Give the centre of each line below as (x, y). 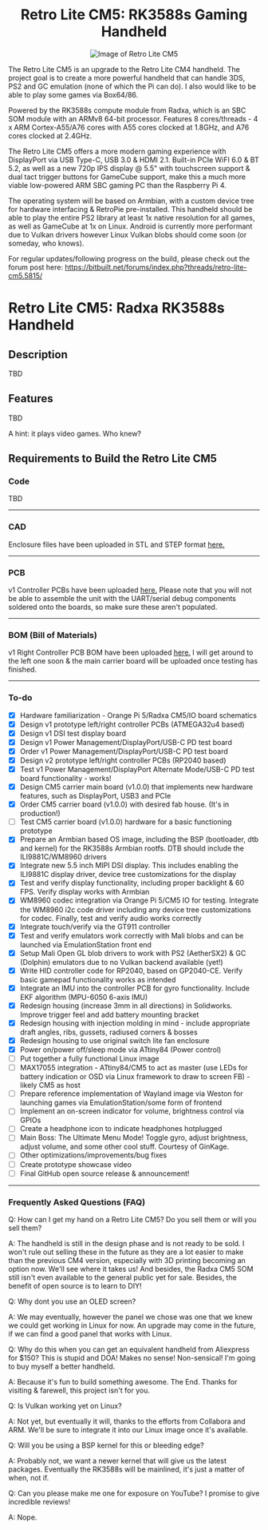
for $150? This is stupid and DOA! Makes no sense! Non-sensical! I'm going (132, 1357)
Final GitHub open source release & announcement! (104, 1173)
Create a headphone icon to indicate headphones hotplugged (121, 1129)
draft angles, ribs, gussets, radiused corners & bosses (108, 1032)
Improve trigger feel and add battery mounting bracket (109, 1014)
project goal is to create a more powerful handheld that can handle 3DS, (127, 78)
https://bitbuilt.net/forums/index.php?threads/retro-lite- (156, 267)
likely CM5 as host (50, 1086)
